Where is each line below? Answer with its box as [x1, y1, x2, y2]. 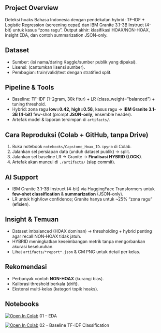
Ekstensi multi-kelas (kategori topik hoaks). [12, 286, 98, 292]
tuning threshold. [12, 101, 46, 107]
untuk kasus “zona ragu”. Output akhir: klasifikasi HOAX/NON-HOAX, [13, 27, 150, 33]
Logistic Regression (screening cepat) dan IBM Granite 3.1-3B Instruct [5, 22, 144, 28]
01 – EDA [39, 313, 57, 318]
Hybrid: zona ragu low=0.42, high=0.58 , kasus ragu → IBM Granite [12, 106, 148, 112]
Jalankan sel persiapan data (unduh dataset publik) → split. [12, 149, 131, 154]
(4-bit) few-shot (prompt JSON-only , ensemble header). [18, 111, 132, 118]
